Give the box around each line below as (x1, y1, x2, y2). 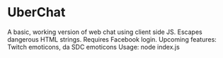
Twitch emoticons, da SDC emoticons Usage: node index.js (7, 42, 181, 51)
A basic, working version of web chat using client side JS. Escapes (7, 28, 203, 36)
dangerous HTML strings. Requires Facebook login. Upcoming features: (7, 35, 217, 43)
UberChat (7, 4, 66, 21)
